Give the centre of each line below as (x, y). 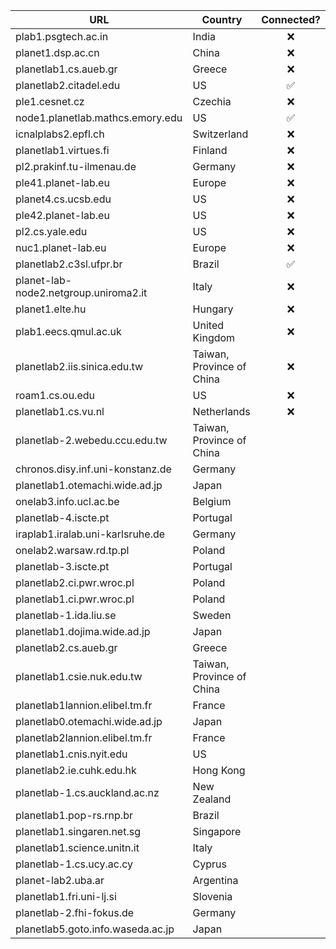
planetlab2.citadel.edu (68, 85)
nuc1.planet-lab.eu (61, 247)
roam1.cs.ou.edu (55, 395)
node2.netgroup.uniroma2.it (81, 292)
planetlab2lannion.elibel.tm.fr (84, 737)
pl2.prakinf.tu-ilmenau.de (76, 166)
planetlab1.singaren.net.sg (78, 831)
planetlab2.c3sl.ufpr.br (69, 264)
